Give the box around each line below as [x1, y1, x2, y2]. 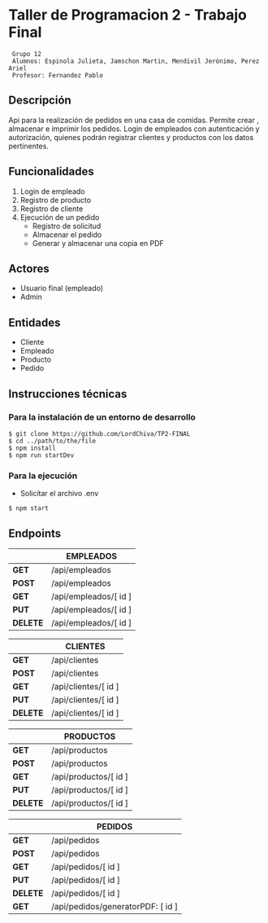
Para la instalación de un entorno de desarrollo [8, 411, 197, 423]
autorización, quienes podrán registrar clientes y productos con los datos [8, 132, 254, 142]
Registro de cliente [19, 204, 84, 213]
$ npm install [8, 444, 57, 452]
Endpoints [8, 526, 62, 540]
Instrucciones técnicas [8, 387, 128, 401]
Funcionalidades [8, 165, 95, 178]
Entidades [8, 315, 61, 329]
